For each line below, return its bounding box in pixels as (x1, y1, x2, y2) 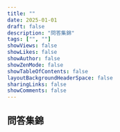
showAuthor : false (7, 55, 60, 62)
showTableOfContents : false (7, 68, 89, 75)
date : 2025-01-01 (7, 17, 58, 23)
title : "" (7, 10, 36, 17)
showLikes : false (7, 49, 58, 56)
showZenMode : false (7, 62, 64, 68)
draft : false (7, 23, 45, 30)
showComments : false (7, 87, 67, 94)
